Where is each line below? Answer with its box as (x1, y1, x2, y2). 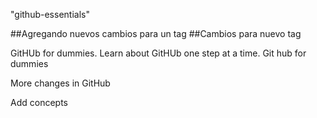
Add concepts (10, 97, 68, 108)
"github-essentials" (10, 9, 90, 20)
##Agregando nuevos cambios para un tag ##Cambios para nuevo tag (10, 28, 302, 39)
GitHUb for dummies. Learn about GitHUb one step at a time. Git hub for (10, 47, 307, 59)
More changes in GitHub (10, 77, 111, 89)
